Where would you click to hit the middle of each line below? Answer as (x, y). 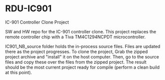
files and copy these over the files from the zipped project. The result (76, 62)
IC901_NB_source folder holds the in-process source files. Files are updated (83, 46)
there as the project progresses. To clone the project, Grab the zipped (77, 52)
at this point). (19, 72)
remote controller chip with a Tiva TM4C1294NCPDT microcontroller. (76, 37)
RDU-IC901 (28, 9)
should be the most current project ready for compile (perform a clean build (82, 67)
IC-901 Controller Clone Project (37, 22)
